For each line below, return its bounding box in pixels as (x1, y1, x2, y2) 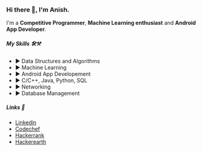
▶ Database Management (15, 90, 80, 97)
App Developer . (6, 25, 47, 33)
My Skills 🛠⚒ (6, 39, 41, 47)
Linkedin (15, 119, 37, 126)
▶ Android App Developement (15, 70, 91, 78)
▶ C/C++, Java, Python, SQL (15, 77, 88, 84)
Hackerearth (15, 138, 47, 146)
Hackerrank (15, 132, 45, 139)
